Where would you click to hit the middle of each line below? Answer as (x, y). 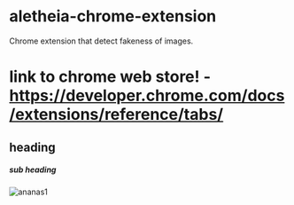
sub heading (33, 170)
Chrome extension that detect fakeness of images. (101, 41)
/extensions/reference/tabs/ (116, 115)
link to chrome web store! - (110, 77)
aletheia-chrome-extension (113, 16)
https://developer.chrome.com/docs (147, 96)
